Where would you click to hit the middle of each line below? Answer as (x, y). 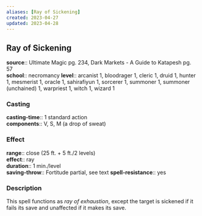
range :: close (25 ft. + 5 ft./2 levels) (51, 153)
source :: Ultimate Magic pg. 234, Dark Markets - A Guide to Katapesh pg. (99, 63)
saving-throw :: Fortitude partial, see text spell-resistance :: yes (86, 172)
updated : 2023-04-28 (33, 23)
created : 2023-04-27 (33, 18)
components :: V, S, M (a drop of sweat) (56, 124)
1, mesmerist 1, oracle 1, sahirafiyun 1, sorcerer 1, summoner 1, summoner (98, 82)
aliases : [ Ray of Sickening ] (43, 12)
